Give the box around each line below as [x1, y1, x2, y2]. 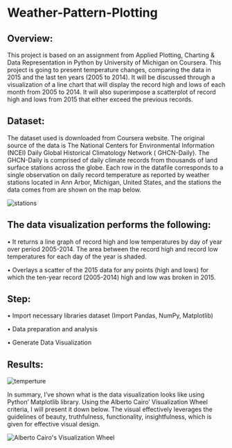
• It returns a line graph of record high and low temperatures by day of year [7, 238, 223, 246]
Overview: [7, 33, 53, 44]
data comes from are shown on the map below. [7, 185, 142, 194]
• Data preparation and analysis [7, 325, 98, 333]
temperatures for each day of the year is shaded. [7, 252, 147, 260]
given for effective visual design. [7, 420, 100, 429]
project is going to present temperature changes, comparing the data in [7, 66, 211, 74]
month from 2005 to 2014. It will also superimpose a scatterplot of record [7, 88, 216, 96]
